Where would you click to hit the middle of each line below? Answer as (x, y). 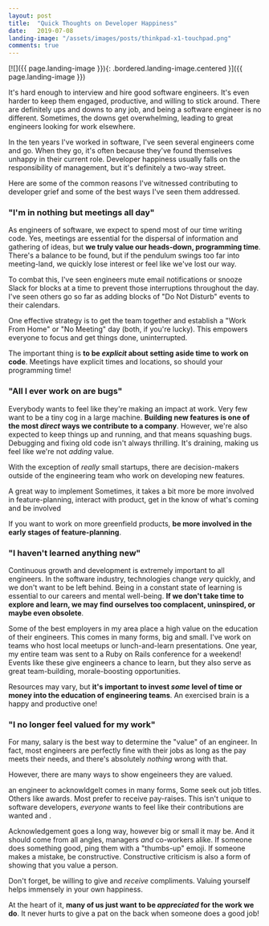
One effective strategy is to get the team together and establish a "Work (127, 321)
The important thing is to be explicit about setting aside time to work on (128, 353)
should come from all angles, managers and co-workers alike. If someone (130, 840)
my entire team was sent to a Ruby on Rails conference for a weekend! (125, 654)
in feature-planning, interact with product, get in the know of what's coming (134, 499)
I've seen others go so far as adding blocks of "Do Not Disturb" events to (129, 297)
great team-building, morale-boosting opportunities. (94, 672)
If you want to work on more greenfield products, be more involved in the (130, 523)
